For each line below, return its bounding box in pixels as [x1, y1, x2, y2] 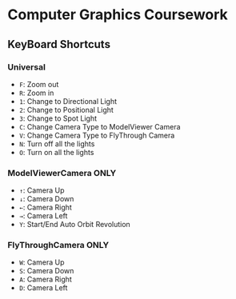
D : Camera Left [18, 283, 68, 293]
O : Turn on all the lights [18, 147, 94, 157]
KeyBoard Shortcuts [7, 38, 111, 51]
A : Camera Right [18, 274, 73, 285]
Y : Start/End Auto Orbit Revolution [18, 220, 131, 229]
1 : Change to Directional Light [18, 96, 118, 106]
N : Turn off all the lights [18, 138, 95, 149]
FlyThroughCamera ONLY [7, 240, 110, 251]
